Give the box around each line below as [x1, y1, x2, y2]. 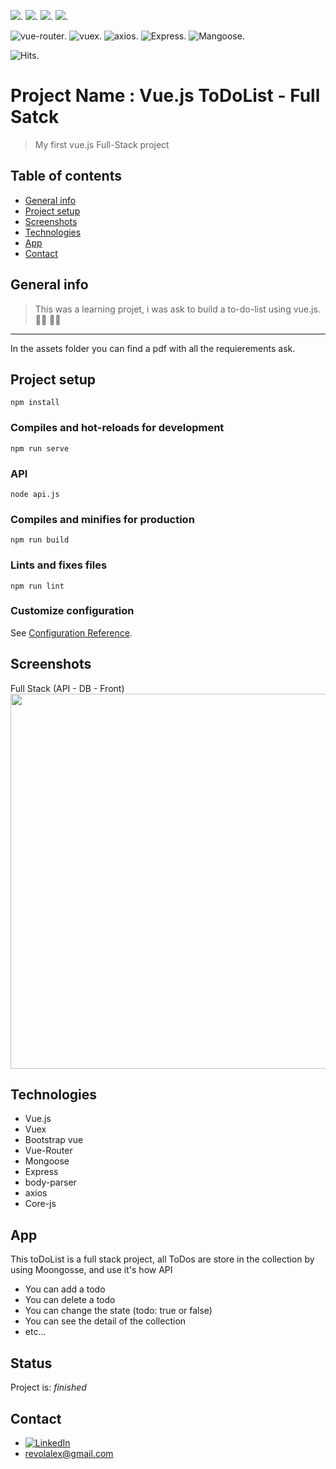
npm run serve [10, 443, 70, 454]
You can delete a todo [24, 1294, 116, 1306]
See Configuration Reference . [10, 626, 133, 639]
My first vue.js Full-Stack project [34, 138, 170, 150]
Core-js [24, 1198, 57, 1210]
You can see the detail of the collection [24, 1315, 187, 1327]
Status [10, 1355, 53, 1372]
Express [24, 1166, 59, 1178]
